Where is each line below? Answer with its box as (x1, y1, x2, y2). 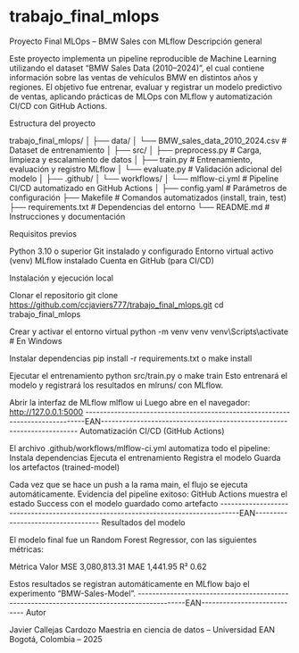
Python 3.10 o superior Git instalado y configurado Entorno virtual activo (9, 246, 274, 256)
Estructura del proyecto (9, 118, 96, 129)
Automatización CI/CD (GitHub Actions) (79, 425, 225, 436)
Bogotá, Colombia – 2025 (9, 633, 103, 644)
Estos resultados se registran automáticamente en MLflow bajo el (9, 578, 250, 589)
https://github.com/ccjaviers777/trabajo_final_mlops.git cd (9, 299, 224, 310)
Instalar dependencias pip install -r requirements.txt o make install (9, 353, 253, 364)
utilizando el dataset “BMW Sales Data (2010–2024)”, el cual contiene (9, 63, 265, 73)
